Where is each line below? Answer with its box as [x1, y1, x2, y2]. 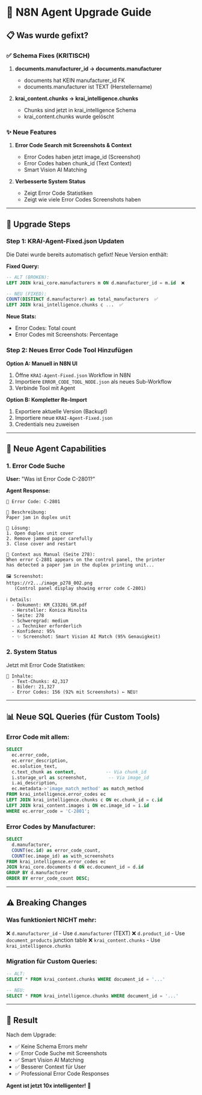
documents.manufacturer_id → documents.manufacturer [14, 65, 162, 72]
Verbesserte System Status [14, 178, 86, 185]
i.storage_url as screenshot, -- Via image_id [11, 775, 149, 781]
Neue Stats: [6, 313, 37, 320]
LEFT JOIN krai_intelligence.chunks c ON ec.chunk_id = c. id [6, 797, 163, 803]
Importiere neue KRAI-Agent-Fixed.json [14, 414, 113, 421]
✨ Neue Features [6, 128, 57, 136]
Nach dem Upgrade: [6, 1031, 57, 1038]
